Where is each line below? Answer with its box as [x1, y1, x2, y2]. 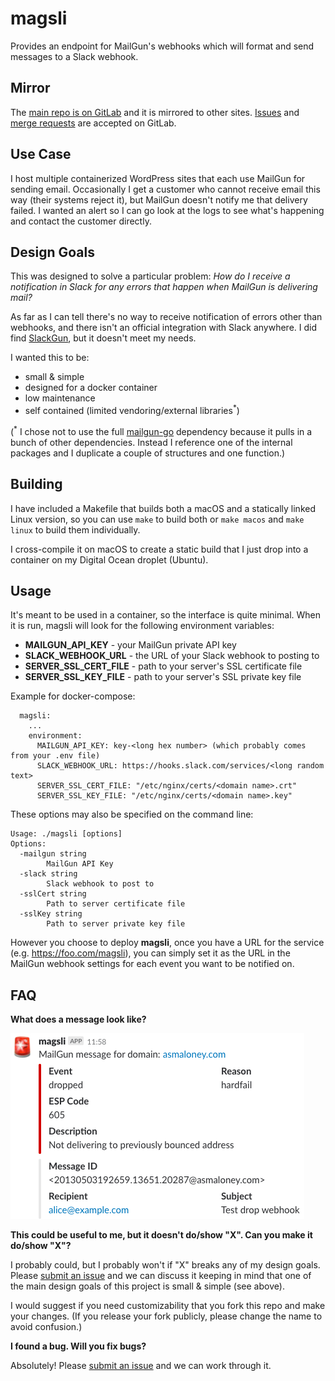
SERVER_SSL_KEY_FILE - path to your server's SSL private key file [24, 671, 302, 683]
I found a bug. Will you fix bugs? [10, 1340, 147, 1352]
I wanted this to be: [10, 352, 90, 364]
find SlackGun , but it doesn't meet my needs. [10, 332, 197, 344]
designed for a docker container [24, 382, 158, 394]
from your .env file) [10, 751, 101, 761]
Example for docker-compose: [10, 690, 136, 702]
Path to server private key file [46, 919, 186, 929]
